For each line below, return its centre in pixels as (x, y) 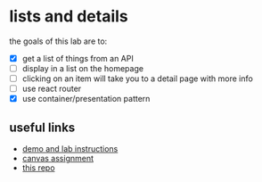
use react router (52, 89)
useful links (42, 127)
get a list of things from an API (78, 58)
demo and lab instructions (70, 149)
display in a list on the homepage (83, 68)
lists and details (69, 17)
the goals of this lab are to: (58, 41)
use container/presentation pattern (86, 99)
